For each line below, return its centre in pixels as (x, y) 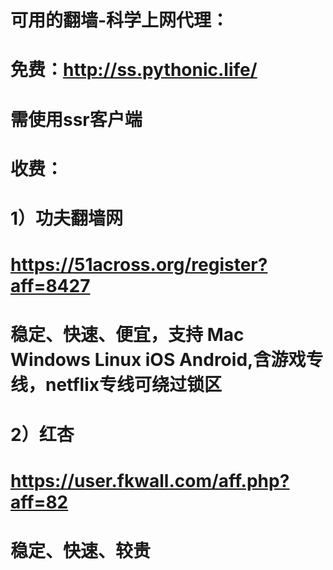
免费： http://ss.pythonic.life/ (134, 70)
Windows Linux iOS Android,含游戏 (158, 360)
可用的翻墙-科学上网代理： (120, 20)
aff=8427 (50, 286)
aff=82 (39, 502)
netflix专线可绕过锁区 (134, 385)
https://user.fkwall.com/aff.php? (150, 480)
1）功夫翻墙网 (67, 218)
